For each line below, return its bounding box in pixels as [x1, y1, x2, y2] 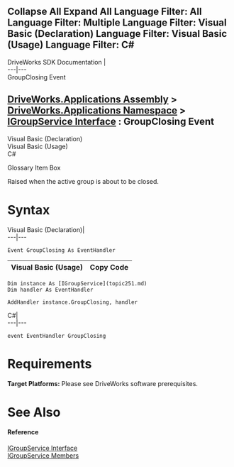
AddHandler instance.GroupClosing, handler [7, 298, 138, 306]
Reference [7, 428, 39, 436]
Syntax [7, 202, 50, 218]
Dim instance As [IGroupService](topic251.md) [7, 280, 147, 287]
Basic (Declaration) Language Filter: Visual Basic [7, 28, 228, 40]
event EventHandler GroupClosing [7, 332, 106, 339]
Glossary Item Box [7, 163, 61, 172]
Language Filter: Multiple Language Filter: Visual [7, 17, 227, 29]
